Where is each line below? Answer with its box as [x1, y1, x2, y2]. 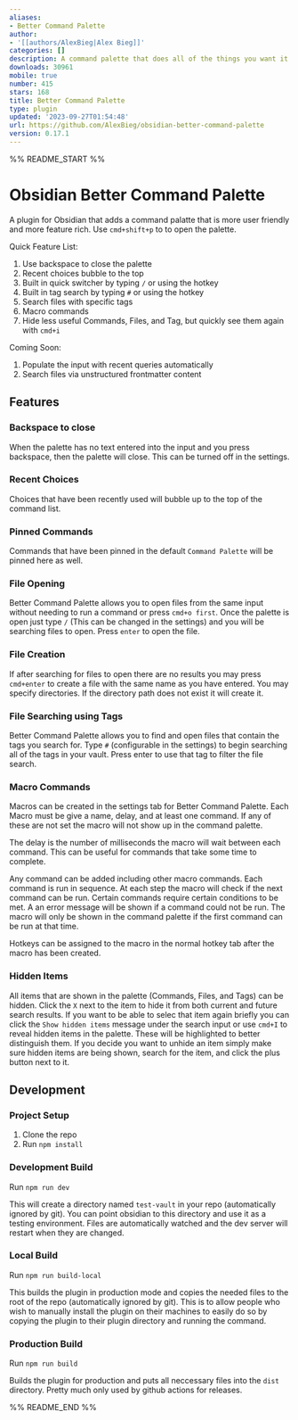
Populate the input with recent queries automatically [21, 359, 213, 370]
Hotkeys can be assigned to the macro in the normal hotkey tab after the [9, 938, 275, 949]
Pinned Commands [9, 525, 93, 538]
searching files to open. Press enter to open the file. [9, 626, 200, 637]
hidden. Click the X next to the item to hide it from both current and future [9, 1000, 278, 1011]
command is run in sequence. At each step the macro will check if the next [9, 883, 283, 894]
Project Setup [9, 1109, 69, 1121]
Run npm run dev [9, 1181, 70, 1192]
